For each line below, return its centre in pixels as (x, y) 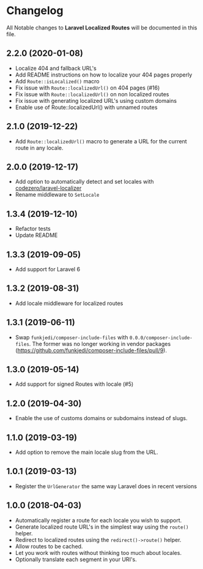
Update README (36, 235)
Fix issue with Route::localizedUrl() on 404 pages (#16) (87, 88)
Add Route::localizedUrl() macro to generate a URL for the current (101, 141)
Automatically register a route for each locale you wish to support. (98, 520)
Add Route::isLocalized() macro (57, 81)
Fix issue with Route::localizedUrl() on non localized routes (92, 94)
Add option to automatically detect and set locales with (84, 182)
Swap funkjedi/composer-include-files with (72, 337)
